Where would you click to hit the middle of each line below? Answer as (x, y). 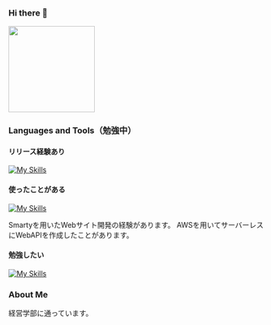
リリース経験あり (37, 151)
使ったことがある (37, 190)
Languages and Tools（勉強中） (72, 130)
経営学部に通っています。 (51, 313)
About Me (28, 294)
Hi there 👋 (28, 13)
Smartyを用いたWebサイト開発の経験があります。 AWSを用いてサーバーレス (136, 225)
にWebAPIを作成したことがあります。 (71, 235)
